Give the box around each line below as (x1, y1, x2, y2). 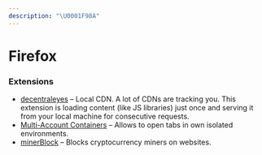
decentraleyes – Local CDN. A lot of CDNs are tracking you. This (20, 94, 236, 104)
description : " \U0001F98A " (8, 11, 100, 20)
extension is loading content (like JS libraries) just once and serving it (20, 103, 254, 113)
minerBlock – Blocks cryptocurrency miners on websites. (20, 137, 212, 147)
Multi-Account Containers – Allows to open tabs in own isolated (20, 120, 234, 130)
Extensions (8, 75, 55, 87)
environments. (20, 129, 69, 139)
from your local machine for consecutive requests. (20, 111, 190, 122)
